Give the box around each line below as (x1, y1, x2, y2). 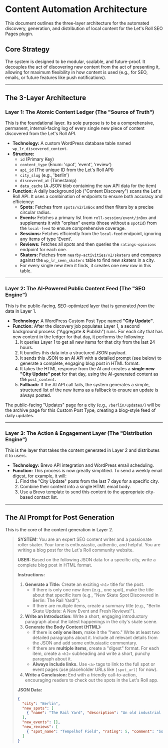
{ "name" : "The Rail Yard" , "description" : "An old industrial (26, 710, 161, 715)
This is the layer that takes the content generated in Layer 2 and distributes (5, 447, 160, 453)
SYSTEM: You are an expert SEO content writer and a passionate (17, 536, 152, 542)
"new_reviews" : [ (22, 724, 58, 729)
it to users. (5, 453, 27, 459)
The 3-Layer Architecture (5, 94, 86, 102)
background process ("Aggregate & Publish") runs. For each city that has (12, 328, 163, 334)
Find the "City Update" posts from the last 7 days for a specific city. (19, 478, 159, 484)
